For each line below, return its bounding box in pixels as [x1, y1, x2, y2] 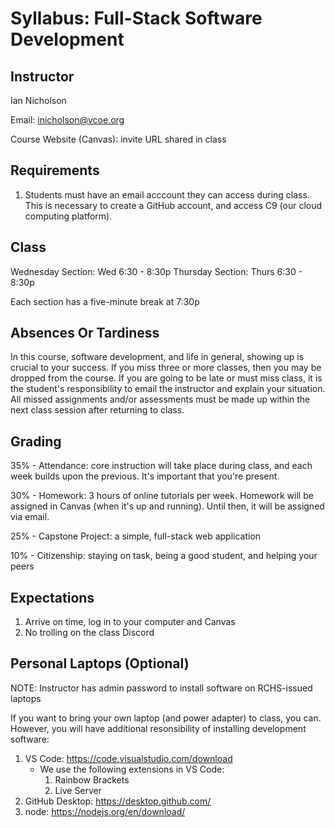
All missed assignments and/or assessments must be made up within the [10, 393, 311, 406]
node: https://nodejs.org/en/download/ [24, 805, 186, 817]
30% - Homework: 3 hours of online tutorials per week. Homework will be [10, 490, 314, 502]
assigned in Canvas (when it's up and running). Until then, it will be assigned [10, 500, 325, 512]
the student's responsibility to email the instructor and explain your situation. [10, 383, 326, 395]
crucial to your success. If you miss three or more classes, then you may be [10, 362, 322, 374]
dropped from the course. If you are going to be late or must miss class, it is [10, 372, 323, 384]
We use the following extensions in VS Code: [39, 763, 225, 775]
